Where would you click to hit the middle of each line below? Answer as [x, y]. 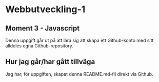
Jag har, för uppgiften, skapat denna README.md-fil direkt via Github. [79, 74]
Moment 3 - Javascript [43, 28]
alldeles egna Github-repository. [39, 46]
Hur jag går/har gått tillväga [50, 62]
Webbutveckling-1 [45, 9]
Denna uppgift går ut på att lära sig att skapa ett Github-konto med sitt [79, 40]
